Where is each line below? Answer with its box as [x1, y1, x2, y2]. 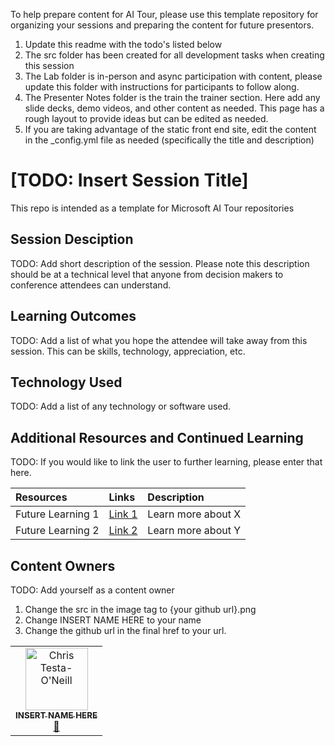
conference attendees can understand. [10, 279, 172, 291]
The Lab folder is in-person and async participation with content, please [24, 70, 323, 82]
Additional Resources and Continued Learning [10, 429, 304, 446]
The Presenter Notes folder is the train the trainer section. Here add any [24, 92, 321, 103]
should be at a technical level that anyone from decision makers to [10, 268, 284, 280]
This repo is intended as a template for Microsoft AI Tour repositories [10, 202, 295, 214]
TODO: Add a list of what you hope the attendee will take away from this [10, 334, 308, 346]
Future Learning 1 [15, 507, 100, 521]
